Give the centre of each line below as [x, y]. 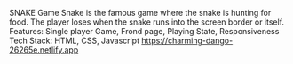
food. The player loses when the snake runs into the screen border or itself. [147, 22]
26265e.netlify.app [44, 50]
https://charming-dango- [187, 40]
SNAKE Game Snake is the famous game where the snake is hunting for [140, 13]
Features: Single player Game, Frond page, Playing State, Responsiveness [144, 31]
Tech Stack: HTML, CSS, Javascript [75, 40]
